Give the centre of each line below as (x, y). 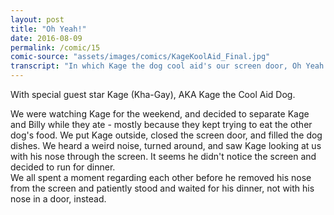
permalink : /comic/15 (55, 47)
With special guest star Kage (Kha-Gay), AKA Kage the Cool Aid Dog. (153, 94)
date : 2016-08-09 (46, 38)
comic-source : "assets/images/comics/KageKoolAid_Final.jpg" (140, 57)
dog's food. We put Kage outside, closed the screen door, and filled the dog (166, 135)
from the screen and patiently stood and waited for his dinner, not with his (162, 188)
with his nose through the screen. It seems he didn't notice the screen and (163, 156)
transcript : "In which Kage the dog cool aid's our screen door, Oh (156, 66)
